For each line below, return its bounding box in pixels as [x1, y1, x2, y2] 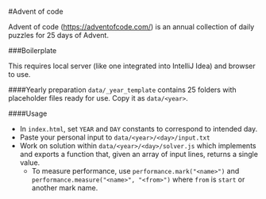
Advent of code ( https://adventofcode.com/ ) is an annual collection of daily [8, 22, 255, 31]
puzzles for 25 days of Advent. [8, 31, 110, 40]
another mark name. [31, 183, 98, 193]
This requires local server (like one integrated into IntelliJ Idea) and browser [8, 61, 256, 71]
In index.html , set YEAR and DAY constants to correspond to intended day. [19, 124, 258, 133]
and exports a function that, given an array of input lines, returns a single [19, 150, 258, 159]
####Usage [8, 109, 48, 118]
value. [19, 158, 40, 167]
